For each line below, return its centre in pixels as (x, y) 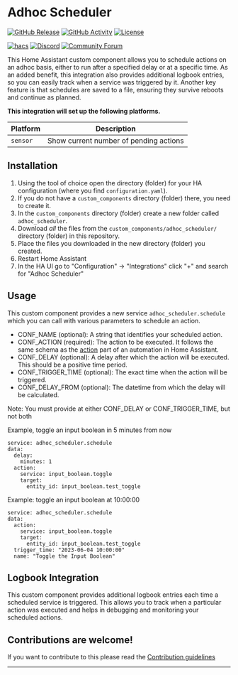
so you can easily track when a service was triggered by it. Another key (112, 82)
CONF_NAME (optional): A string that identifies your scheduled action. (120, 334)
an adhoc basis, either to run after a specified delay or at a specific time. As (118, 67)
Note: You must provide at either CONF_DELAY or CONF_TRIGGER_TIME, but (119, 409)
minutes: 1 (36, 461)
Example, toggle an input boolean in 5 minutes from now (90, 430)
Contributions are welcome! (70, 640)
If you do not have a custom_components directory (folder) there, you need (124, 198)
